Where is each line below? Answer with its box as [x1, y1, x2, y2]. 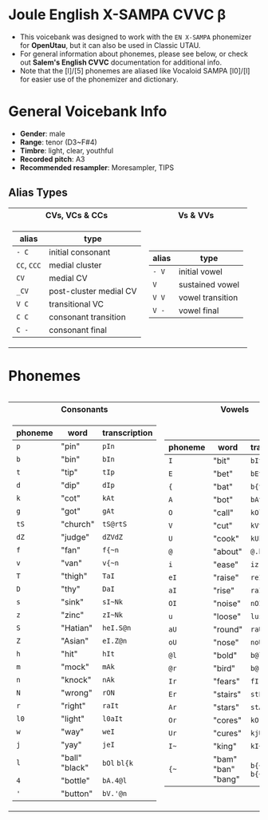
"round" [212, 624, 243, 635]
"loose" [212, 611, 242, 622]
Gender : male [19, 129, 65, 138]
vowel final [178, 305, 219, 316]
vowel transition [178, 291, 238, 303]
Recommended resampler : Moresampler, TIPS [19, 162, 174, 172]
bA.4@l [102, 776, 128, 785]
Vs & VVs [178, 209, 215, 220]
